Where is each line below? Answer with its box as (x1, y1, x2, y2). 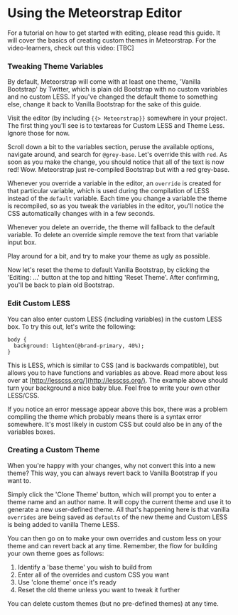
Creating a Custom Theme (7, 445, 100, 455)
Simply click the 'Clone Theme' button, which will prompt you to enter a (7, 490, 217, 499)
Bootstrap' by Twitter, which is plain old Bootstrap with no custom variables (7, 85, 228, 94)
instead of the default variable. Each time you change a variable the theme (7, 194, 227, 203)
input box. (7, 238, 37, 246)
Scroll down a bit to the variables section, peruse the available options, (7, 143, 215, 151)
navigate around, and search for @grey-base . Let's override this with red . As (7, 151, 227, 159)
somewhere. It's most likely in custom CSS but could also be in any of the (7, 420, 222, 428)
